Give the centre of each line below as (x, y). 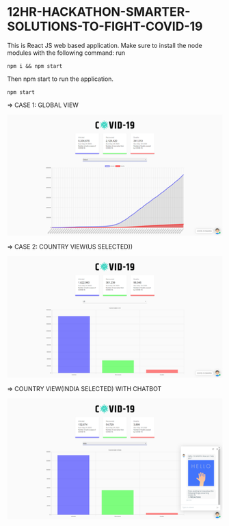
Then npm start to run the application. (60, 79)
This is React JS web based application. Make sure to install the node (105, 45)
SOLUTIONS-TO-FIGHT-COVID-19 (105, 26)
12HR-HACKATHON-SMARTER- (99, 12)
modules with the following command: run (66, 53)
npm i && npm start (35, 66)
